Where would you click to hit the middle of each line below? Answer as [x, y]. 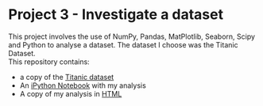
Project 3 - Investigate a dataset [116, 15]
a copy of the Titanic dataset [67, 77]
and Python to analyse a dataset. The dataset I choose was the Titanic [123, 44]
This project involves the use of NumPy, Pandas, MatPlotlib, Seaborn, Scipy [132, 36]
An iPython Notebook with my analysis [83, 85]
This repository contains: [49, 62]
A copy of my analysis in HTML [71, 93]
